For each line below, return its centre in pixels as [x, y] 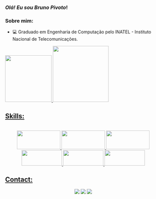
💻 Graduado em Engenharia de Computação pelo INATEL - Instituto [82, 32]
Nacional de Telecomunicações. [45, 39]
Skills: [15, 116]
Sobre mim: [19, 20]
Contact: [19, 180]
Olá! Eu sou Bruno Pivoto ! [36, 7]
